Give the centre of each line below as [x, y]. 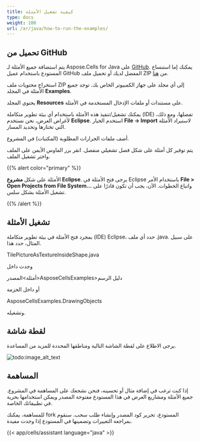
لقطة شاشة [26, 331]
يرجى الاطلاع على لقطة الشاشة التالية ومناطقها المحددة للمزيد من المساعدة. [91, 345]
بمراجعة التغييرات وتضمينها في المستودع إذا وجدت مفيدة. [70, 421]
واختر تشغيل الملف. [29, 156]
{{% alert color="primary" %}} [44, 168]
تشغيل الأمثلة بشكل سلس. [36, 192]
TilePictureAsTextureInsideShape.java [53, 255]
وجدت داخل [20, 266]
